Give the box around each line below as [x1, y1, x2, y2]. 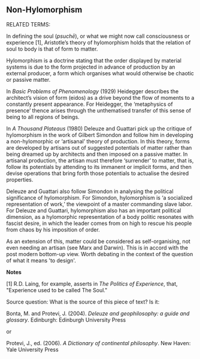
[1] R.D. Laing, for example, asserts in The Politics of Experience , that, [6, 280, 178, 287]
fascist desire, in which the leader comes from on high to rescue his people [6, 219, 192, 227]
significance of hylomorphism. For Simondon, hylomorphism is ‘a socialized [6, 194, 193, 201]
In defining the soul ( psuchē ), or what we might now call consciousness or [6, 32, 190, 40]
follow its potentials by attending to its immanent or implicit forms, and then [6, 163, 192, 170]
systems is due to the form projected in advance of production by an [6, 63, 175, 70]
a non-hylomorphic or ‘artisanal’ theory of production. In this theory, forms [6, 138, 190, 145]
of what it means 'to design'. [6, 257, 76, 264]
